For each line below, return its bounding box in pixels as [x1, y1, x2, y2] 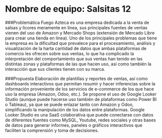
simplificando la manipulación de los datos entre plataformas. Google [5, 106, 145, 113]
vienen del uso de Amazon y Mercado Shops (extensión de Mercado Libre [5, 30, 155, 36]
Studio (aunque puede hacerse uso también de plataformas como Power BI [5, 96, 157, 102]
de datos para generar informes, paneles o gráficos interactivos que [5, 122, 143, 128]
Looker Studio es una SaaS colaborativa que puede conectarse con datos [5, 112, 154, 118]
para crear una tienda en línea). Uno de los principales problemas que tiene [5, 35, 158, 41]
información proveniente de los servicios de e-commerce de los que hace [5, 86, 154, 92]
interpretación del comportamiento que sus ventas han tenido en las [5, 56, 143, 61]
